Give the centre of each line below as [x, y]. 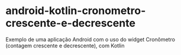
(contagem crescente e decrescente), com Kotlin [65, 46]
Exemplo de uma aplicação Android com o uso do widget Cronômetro [90, 39]
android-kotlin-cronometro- [76, 11]
